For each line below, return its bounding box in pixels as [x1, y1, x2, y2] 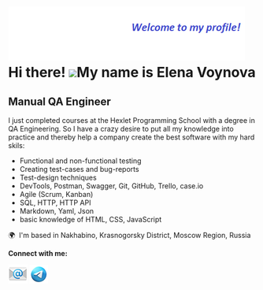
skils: [8, 141, 25, 150]
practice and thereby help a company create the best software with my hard [8, 132, 255, 142]
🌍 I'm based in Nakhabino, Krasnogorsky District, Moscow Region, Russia [8, 231, 251, 240]
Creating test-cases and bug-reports [19, 165, 139, 173]
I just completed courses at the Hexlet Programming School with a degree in [8, 116, 256, 125]
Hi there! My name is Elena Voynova [8, 64, 256, 81]
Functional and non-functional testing [19, 156, 142, 165]
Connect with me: [8, 249, 69, 258]
